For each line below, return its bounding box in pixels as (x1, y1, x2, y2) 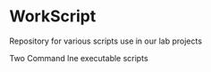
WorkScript (9, 6, 97, 27)
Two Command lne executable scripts (9, 52, 149, 63)
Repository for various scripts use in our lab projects (9, 36, 203, 46)
